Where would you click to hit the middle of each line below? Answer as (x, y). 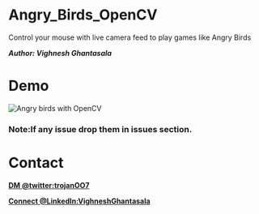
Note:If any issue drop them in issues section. (100, 129)
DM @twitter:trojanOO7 (49, 185)
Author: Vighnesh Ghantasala (60, 53)
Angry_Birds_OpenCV (83, 15)
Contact (36, 163)
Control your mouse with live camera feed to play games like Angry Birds (130, 37)
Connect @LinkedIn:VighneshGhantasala (80, 201)
